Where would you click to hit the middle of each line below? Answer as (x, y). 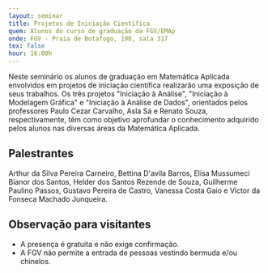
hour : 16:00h (30, 53)
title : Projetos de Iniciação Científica (79, 23)
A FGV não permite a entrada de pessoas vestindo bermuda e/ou (128, 253)
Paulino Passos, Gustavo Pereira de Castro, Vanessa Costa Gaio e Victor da (134, 190)
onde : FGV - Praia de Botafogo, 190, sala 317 (88, 38)
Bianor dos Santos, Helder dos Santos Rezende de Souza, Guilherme (123, 181)
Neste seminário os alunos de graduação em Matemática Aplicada (119, 77)
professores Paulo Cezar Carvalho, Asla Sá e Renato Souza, (108, 111)
